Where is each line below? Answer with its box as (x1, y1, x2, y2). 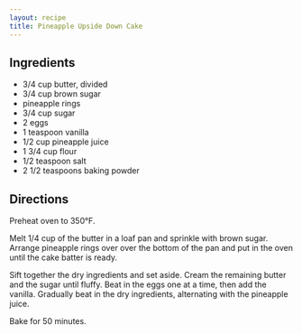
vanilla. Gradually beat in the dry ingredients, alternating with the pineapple (9, 289, 288, 300)
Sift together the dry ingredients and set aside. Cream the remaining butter (9, 270, 287, 281)
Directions (9, 191, 69, 207)
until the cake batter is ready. (9, 252, 118, 263)
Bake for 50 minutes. (9, 316, 87, 327)
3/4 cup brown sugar (22, 88, 102, 99)
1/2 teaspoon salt (22, 155, 87, 167)
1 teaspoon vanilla (22, 127, 89, 138)
